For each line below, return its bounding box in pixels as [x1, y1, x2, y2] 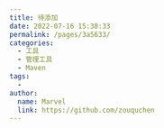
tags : [9, 72, 30, 81]
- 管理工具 [17, 55, 53, 64]
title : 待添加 [9, 13, 59, 23]
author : [9, 88, 39, 97]
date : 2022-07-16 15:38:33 [9, 22, 111, 31]
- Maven [17, 64, 47, 73]
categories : [9, 38, 54, 48]
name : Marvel [17, 96, 67, 106]
